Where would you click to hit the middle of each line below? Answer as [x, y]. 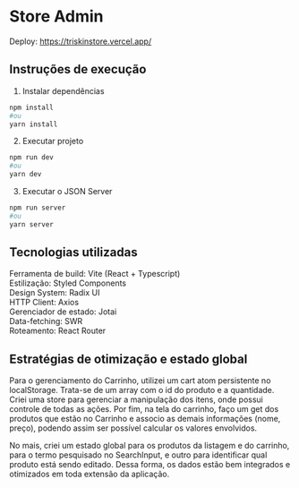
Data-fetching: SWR [46, 321]
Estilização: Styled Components [68, 283]
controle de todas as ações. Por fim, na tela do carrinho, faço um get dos [144, 409]
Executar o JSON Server [67, 191]
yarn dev [26, 175]
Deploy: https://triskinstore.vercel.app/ [81, 41]
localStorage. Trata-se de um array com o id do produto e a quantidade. [142, 390]
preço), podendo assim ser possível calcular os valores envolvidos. [133, 428]
